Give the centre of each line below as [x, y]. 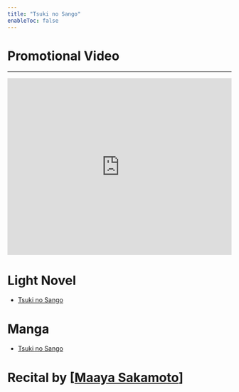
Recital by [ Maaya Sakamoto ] [95, 377]
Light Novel [42, 280]
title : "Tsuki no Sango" [44, 14]
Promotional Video [63, 56]
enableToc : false [33, 21]
